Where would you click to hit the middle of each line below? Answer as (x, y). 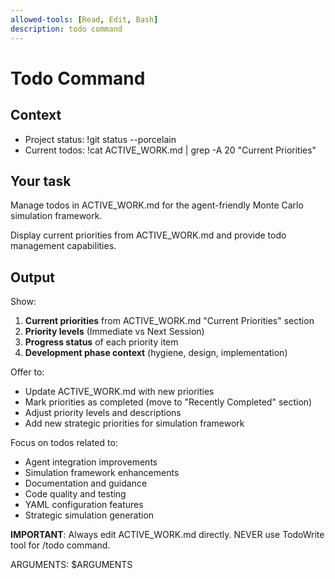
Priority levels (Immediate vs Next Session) (114, 332)
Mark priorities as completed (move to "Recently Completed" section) (168, 402)
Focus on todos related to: (64, 443)
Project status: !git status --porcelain (100, 139)
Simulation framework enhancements (102, 473)
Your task (41, 181)
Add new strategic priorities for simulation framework (134, 423)
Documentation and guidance (86, 483)
